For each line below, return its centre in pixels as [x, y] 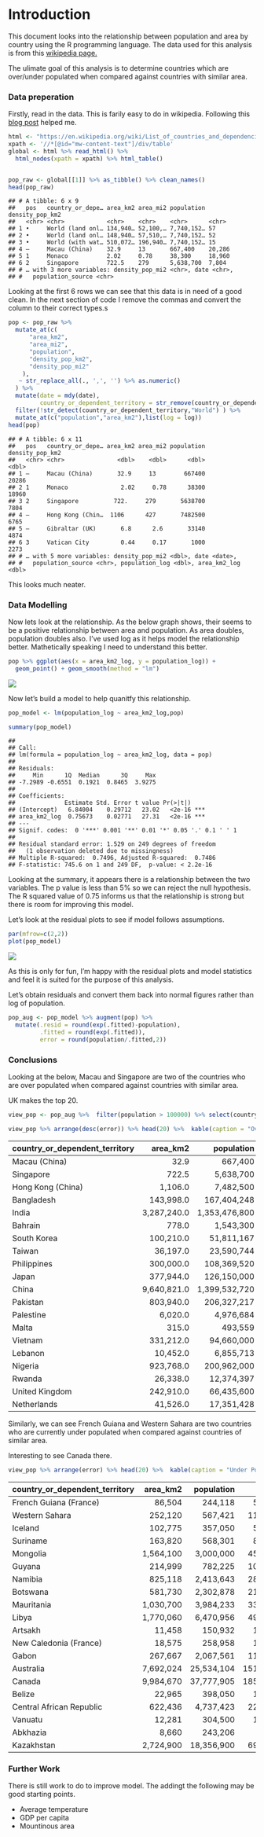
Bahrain [26, 1225]
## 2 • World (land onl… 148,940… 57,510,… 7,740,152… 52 [112, 236]
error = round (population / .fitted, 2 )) [103, 1039]
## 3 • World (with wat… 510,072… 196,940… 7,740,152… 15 [112, 242]
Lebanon [28, 1353]
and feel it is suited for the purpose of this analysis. [91, 979]
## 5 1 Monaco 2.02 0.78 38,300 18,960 [119, 256]
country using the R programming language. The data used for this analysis [130, 44]
